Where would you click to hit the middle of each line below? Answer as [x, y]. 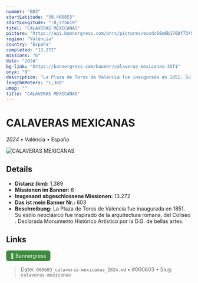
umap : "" [17, 88]
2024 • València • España [38, 139]
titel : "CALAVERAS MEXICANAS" [43, 28]
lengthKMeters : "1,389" [35, 83]
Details [19, 170]
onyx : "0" [18, 72]
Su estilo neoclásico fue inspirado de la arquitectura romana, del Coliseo [103, 215]
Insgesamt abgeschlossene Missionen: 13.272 [72, 196]
